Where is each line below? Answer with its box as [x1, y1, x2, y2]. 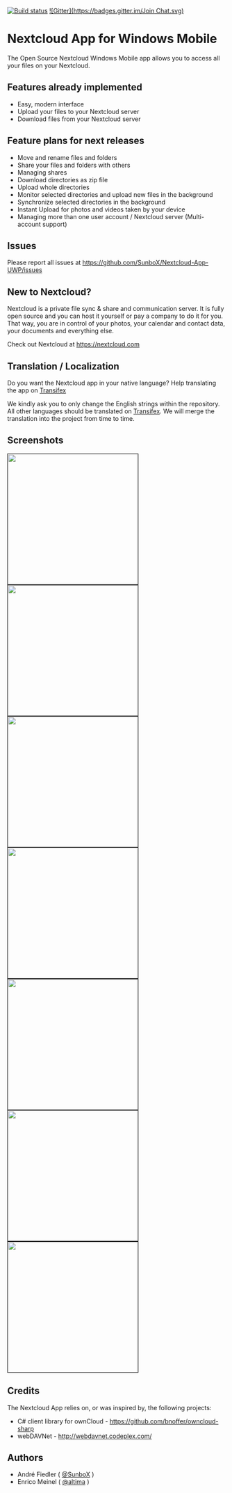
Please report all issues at [7, 258, 81, 267]
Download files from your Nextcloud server [17, 115, 141, 123]
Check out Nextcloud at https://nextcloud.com [7, 340, 140, 349]
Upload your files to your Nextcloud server [17, 107, 140, 115]
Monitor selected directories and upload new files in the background [17, 190, 213, 198]
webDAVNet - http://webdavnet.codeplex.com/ [17, 1432, 152, 1440]
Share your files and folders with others [17, 161, 131, 169]
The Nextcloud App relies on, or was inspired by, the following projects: [7, 1403, 212, 1412]
